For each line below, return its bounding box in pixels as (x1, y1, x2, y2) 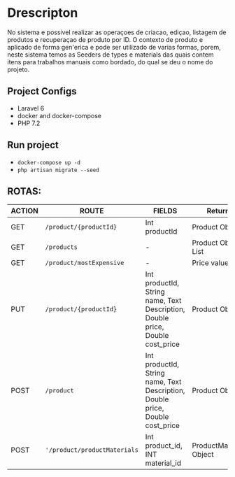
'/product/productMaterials (45, 446, 138, 454)
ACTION (10, 206, 38, 216)
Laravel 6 (17, 104, 45, 113)
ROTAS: (7, 185, 42, 197)
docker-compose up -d (17, 159, 80, 166)
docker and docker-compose (17, 111, 101, 120)
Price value (192, 258, 229, 268)
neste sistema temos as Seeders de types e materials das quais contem (7, 50, 215, 59)
